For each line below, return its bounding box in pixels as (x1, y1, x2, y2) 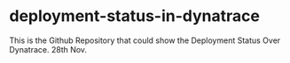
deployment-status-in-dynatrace (9, 6, 260, 26)
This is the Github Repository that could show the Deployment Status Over (9, 35, 281, 45)
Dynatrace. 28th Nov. (9, 44, 87, 54)
